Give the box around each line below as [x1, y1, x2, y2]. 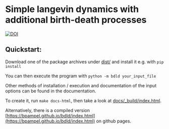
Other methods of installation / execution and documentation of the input [5, 82, 157, 88]
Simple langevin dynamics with [5, 4, 139, 15]
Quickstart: [5, 45, 42, 54]
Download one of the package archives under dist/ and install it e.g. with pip [5, 59, 164, 65]
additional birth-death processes [5, 14, 147, 26]
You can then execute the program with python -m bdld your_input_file [5, 73, 156, 79]
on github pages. [96, 118, 132, 124]
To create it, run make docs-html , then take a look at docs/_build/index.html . [5, 97, 161, 103]
